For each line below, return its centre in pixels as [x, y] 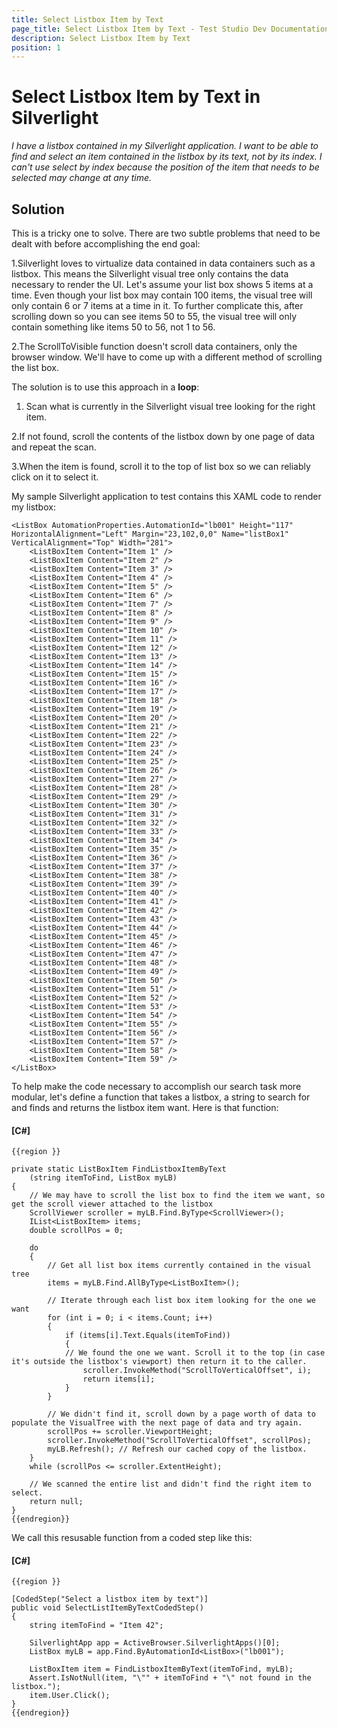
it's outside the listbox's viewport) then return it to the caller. [159, 1362]
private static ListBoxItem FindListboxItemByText [119, 1169]
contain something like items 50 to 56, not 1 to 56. [113, 327]
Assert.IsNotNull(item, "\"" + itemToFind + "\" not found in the [170, 1678]
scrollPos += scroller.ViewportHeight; [130, 1432]
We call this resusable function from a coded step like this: [132, 1538]
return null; [56, 1502]
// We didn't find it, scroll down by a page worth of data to [181, 1414]
